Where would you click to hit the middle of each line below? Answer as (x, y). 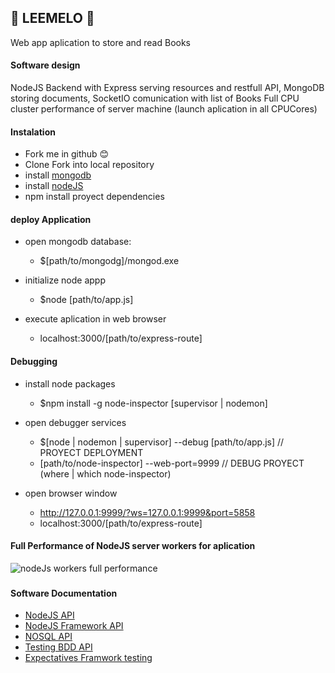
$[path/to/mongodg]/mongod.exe (109, 261)
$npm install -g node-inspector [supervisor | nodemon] (153, 403)
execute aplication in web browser (95, 319)
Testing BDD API (58, 647)
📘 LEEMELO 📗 (52, 18)
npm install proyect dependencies (94, 197)
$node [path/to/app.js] (86, 300)
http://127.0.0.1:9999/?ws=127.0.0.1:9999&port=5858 (147, 512)
